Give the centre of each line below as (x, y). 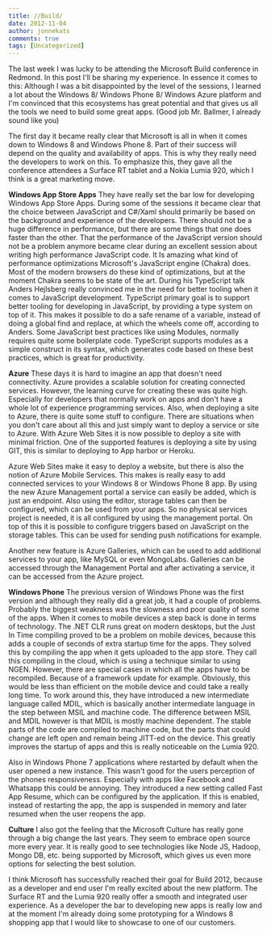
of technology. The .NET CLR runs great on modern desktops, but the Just (132, 626)
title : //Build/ (35, 16)
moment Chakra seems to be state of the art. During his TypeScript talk (127, 280)
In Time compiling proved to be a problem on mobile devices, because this (132, 635)
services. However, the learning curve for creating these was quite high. (128, 391)
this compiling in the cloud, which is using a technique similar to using (124, 661)
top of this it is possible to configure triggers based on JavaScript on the (129, 527)
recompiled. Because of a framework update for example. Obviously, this (130, 678)
